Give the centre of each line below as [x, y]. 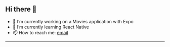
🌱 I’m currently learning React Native [51, 27]
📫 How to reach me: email [40, 32]
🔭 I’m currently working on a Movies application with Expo [73, 21]
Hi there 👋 [21, 9]
